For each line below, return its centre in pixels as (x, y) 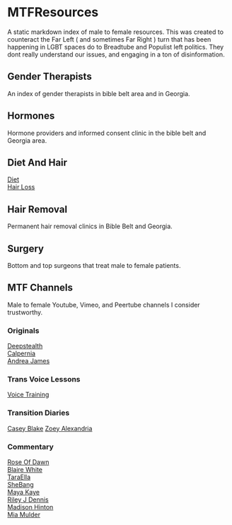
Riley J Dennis (28, 500)
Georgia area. (27, 140)
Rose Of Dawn (28, 462)
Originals (23, 331)
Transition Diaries (39, 413)
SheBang (21, 484)
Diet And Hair (37, 162)
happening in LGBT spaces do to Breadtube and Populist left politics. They (116, 47)
